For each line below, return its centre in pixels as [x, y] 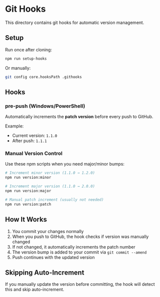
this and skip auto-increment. [35, 290]
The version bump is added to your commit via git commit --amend [79, 252]
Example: [14, 126]
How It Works [26, 220]
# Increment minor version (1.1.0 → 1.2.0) [50, 173]
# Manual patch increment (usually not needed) [55, 200]
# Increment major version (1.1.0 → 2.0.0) [50, 187]
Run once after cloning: [29, 49]
